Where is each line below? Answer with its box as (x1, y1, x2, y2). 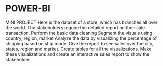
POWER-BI (5, 3, 50, 14)
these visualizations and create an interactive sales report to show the (5, 51, 150, 57)
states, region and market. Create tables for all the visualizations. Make (5, 46, 152, 52)
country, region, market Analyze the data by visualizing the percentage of (5, 35, 157, 41)
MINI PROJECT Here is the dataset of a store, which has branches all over (5, 19, 158, 25)
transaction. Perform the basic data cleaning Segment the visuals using (5, 30, 153, 36)
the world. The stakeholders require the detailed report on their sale (5, 24, 145, 30)
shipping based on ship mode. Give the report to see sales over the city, (5, 40, 154, 46)
